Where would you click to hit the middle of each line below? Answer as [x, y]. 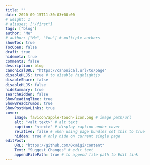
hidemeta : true [21, 57]
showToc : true [20, 43]
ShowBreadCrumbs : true [29, 104]
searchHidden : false [27, 94]
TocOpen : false [21, 47]
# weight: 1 [18, 19]
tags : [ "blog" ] [21, 29]
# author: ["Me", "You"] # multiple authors [53, 38]
